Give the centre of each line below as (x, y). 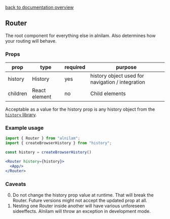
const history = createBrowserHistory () (49, 152)
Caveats (16, 184)
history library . (21, 115)
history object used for (117, 76)
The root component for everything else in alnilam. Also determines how (80, 36)
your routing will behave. (31, 41)
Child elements (108, 93)
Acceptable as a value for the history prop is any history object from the (80, 109)
